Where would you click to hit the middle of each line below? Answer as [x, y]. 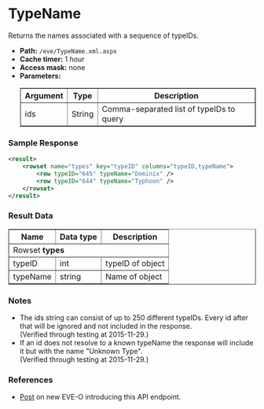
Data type [79, 237]
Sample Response [43, 142]
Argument [44, 95]
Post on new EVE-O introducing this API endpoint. [100, 397]
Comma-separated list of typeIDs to [169, 109]
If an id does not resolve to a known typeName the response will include [136, 343]
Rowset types [39, 250]
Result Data [31, 216]
